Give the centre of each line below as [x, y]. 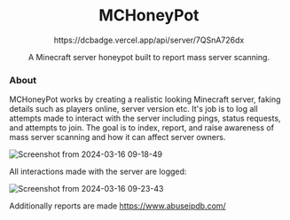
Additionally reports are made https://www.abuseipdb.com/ [118, 206]
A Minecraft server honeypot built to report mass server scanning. [149, 57]
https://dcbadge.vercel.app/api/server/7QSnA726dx [149, 40]
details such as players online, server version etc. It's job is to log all [134, 109]
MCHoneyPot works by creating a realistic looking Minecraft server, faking [145, 99]
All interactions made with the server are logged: [98, 172]
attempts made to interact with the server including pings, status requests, [145, 118]
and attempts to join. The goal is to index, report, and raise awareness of [142, 128]
